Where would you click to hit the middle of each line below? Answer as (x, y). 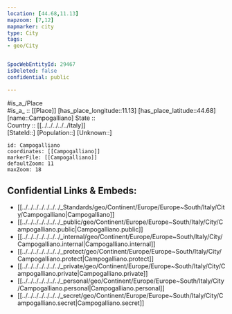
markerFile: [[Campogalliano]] (52, 157)
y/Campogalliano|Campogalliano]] (66, 215)
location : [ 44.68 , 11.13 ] (43, 14)
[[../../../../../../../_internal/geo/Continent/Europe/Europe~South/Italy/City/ (120, 237)
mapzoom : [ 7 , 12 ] (30, 20)
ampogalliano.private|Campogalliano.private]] (82, 274)
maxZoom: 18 (24, 169)
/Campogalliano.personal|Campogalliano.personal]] (91, 288)
